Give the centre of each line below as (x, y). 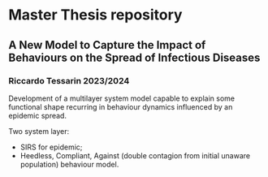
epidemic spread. (38, 115)
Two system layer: (39, 131)
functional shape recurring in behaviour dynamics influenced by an (121, 106)
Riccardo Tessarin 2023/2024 (69, 80)
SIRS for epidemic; (51, 147)
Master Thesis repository (95, 15)
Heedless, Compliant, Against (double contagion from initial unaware (135, 155)
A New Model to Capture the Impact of (107, 45)
